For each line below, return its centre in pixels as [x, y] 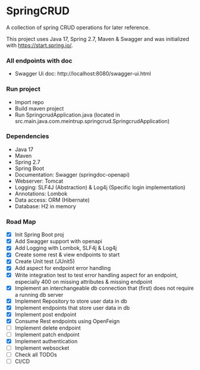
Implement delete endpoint [48, 328]
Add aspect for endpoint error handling [63, 268]
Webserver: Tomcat [39, 181]
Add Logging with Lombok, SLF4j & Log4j [66, 248]
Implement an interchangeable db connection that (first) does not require [104, 288]
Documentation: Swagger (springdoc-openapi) [72, 174]
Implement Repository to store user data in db [71, 301]
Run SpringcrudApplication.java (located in [67, 115]
